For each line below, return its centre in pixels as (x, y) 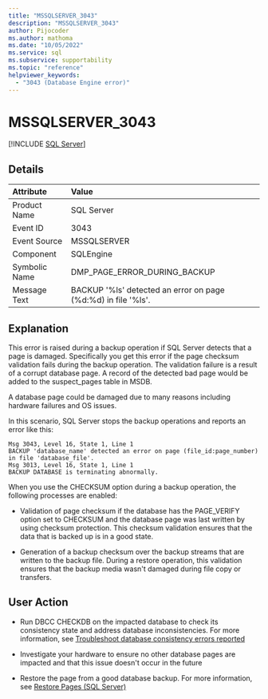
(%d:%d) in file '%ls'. (110, 300)
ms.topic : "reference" (46, 68)
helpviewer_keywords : (44, 75)
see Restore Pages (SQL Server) (73, 686)
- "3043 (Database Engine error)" (73, 82)
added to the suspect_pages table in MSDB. (81, 382)
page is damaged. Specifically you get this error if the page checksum (124, 356)
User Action (39, 603)
